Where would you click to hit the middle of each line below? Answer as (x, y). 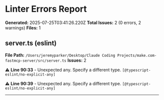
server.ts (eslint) (31, 43)
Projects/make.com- (137, 55)
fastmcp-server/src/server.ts (36, 61)
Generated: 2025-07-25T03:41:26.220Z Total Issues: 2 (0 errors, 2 (73, 23)
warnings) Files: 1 (23, 27)
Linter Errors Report (46, 9)
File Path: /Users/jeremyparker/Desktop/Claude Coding (60, 55)
